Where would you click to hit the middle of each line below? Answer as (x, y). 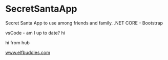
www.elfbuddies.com (28, 52)
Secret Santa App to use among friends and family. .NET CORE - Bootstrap (84, 23)
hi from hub (17, 42)
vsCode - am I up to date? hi (35, 33)
